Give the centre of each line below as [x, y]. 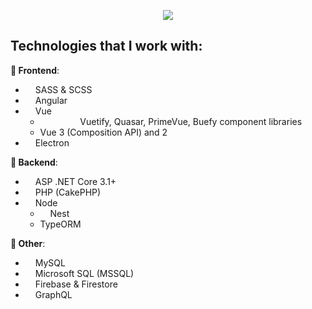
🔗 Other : [28, 243]
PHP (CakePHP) [68, 192]
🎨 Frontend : [35, 70]
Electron [52, 142]
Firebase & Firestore [76, 284]
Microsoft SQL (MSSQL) [84, 273]
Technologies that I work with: [106, 46]
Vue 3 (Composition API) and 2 [103, 132]
